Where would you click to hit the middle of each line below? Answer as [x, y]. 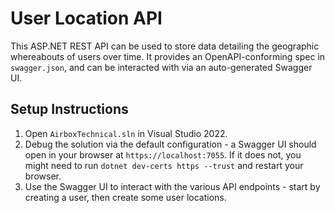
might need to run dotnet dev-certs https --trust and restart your [164, 165]
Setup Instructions [69, 109]
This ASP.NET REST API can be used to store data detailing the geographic [165, 46]
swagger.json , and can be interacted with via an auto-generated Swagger [161, 67]
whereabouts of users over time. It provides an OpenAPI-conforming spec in [168, 56]
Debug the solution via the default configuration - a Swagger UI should [170, 144]
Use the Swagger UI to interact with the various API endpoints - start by [172, 186]
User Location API [86, 18]
